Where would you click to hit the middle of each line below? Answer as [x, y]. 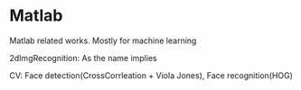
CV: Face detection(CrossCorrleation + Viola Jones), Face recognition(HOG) [151, 75]
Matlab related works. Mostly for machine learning [103, 40]
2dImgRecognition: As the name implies [83, 58]
